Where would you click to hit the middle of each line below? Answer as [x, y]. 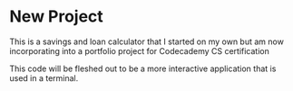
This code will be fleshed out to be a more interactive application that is [143, 68]
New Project [57, 17]
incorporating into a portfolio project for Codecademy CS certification [139, 50]
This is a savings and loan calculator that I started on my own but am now [146, 41]
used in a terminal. [44, 77]
